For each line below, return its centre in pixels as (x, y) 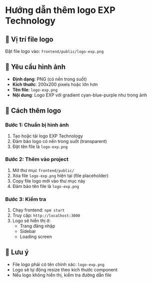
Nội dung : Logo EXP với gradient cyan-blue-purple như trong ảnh (79, 95)
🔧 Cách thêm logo (33, 111)
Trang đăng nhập (37, 226)
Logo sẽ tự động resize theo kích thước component (65, 269)
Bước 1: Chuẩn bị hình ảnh (37, 125)
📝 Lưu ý (17, 252)
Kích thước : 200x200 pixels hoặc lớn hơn (55, 84)
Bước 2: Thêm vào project (37, 159)
